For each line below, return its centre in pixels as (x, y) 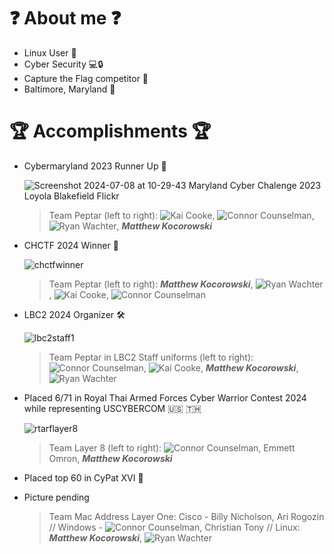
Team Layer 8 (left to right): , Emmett (172, 447)
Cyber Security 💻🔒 (63, 64)
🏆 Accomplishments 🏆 (110, 131)
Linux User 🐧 (50, 52)
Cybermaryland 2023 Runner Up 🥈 (95, 166)
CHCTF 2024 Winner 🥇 (71, 245)
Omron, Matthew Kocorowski (110, 458)
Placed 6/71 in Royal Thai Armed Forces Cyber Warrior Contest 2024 (165, 397)
